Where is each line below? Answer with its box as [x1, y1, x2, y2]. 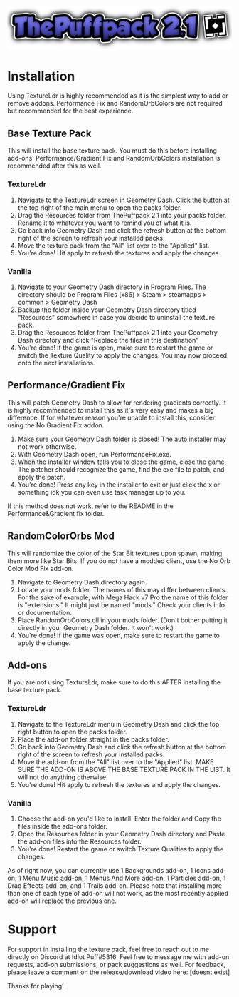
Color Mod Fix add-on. [7, 564, 74, 572]
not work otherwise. [17, 442, 77, 451]
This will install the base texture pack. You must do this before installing [7, 146, 217, 155]
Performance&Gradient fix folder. [7, 509, 105, 517]
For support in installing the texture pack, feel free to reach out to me [7, 945, 210, 953]
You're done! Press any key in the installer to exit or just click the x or [17, 480, 221, 489]
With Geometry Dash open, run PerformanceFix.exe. [17, 450, 172, 458]
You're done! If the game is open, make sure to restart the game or [17, 343, 213, 352]
